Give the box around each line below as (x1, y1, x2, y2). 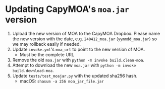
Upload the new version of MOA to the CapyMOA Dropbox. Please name (12, 30, 160, 36)
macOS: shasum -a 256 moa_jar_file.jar (19, 78, 104, 84)
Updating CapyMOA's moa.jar (5, 3, 129, 15)
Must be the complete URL (19, 51, 74, 58)
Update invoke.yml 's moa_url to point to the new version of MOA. (12, 46, 145, 52)
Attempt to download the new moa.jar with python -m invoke (12, 62, 136, 68)
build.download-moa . (12, 67, 54, 73)
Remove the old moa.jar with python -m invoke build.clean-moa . (12, 57, 145, 63)
